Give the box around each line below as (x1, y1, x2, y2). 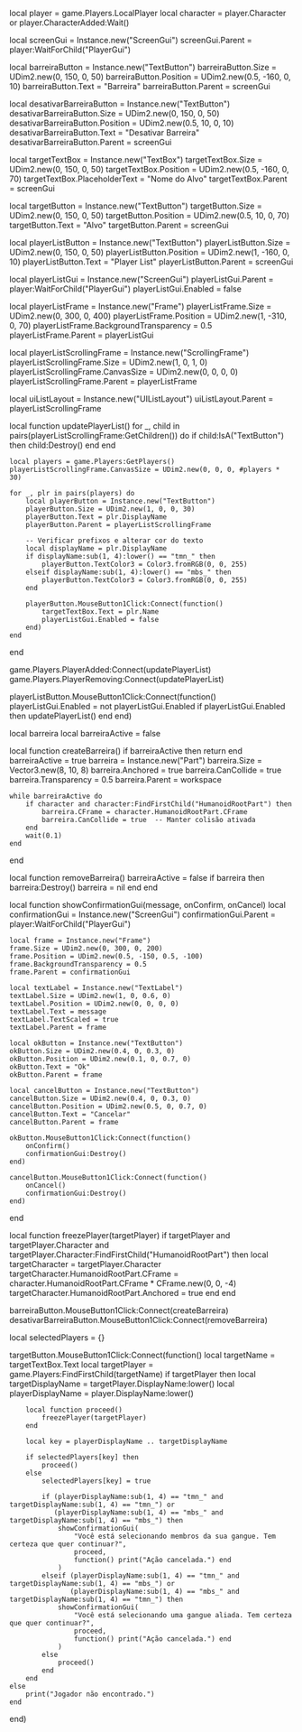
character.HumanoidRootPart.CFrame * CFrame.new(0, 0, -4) (9, 1278, 237, 1289)
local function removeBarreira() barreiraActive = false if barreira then (9, 873, 265, 883)
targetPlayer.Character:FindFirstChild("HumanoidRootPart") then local (9, 1249, 269, 1260)
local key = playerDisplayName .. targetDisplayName (25, 1437, 228, 1446)
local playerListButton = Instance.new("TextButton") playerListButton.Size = (9, 237, 291, 247)
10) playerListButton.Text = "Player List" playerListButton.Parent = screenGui (9, 256, 294, 267)
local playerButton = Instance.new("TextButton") (25, 496, 216, 505)
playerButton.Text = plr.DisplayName (25, 513, 168, 522)
